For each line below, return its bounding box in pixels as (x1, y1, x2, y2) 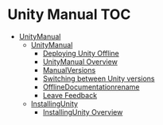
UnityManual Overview (42, 57, 118, 66)
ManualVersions (42, 65, 96, 74)
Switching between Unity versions (42, 74, 155, 83)
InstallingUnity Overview (42, 107, 123, 116)
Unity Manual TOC (7, 6, 131, 24)
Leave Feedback (42, 90, 97, 100)
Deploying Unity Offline (42, 48, 120, 58)
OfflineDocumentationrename (42, 81, 140, 92)
